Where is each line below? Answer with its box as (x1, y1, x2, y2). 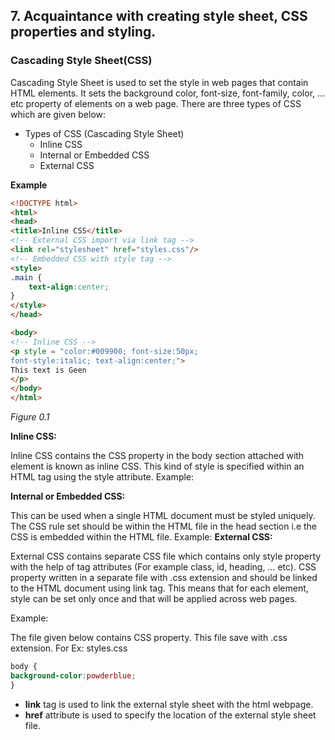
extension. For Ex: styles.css (10, 642, 128, 654)
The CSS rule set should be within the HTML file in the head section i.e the (10, 520, 318, 533)
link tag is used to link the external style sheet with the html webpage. (24, 698, 314, 710)
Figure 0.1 (10, 411, 50, 423)
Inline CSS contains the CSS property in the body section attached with (10, 450, 305, 462)
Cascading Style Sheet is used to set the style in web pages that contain (10, 76, 309, 88)
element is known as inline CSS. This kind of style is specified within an (10, 460, 305, 473)
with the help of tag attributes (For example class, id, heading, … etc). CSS (10, 561, 317, 573)
